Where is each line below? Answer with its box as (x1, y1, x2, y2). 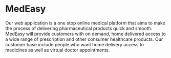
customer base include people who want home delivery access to (5, 41, 144, 47)
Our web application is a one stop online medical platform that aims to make (5, 20, 165, 26)
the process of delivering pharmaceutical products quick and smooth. (5, 25, 153, 31)
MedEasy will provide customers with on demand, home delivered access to (5, 31, 166, 37)
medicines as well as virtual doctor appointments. (5, 47, 110, 53)
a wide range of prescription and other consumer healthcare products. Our (5, 36, 163, 42)
